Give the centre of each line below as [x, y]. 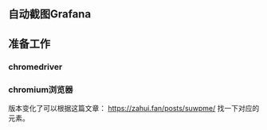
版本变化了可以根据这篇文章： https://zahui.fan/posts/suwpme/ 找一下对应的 [134, 108]
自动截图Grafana [50, 14]
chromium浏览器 [41, 90]
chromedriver [35, 67]
